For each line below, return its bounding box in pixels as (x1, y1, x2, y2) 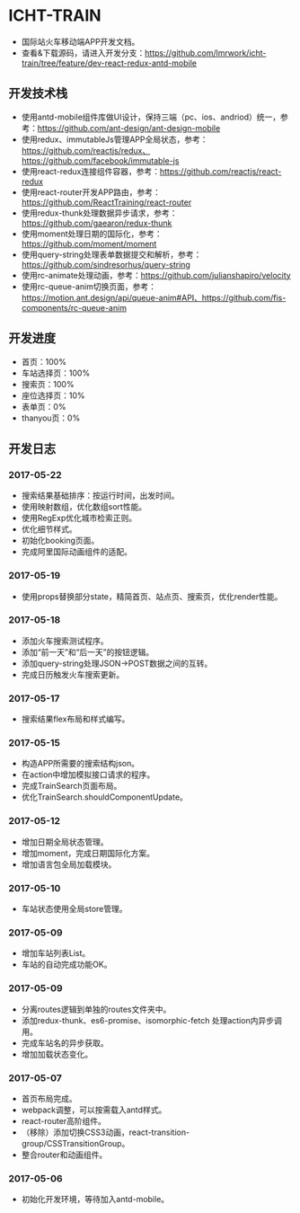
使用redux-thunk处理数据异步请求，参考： (21, 208, 178, 218)
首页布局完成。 (21, 1093, 77, 1103)
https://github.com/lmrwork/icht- (144, 47, 267, 58)
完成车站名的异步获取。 (21, 1037, 109, 1048)
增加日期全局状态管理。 (21, 837, 109, 847)
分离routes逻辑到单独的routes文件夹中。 (21, 1004, 172, 1014)
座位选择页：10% (21, 390, 86, 401)
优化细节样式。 (21, 524, 77, 535)
